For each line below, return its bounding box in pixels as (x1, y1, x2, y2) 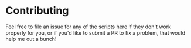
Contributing (5, 4, 69, 17)
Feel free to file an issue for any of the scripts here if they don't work (5, 23, 171, 30)
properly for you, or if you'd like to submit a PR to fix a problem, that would (5, 29, 186, 36)
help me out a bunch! (5, 35, 57, 42)
